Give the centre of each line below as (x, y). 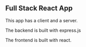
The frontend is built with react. (38, 40)
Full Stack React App (39, 8)
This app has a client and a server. (41, 20)
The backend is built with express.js (43, 30)
